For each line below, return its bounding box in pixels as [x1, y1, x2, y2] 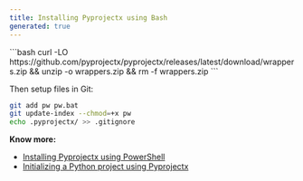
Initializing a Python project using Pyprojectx [22, 161, 189, 172]
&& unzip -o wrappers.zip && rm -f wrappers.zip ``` [29, 65, 219, 77]
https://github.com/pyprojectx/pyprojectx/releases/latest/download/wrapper [9, 56, 295, 67]
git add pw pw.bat [9, 100, 79, 110]
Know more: [9, 134, 57, 145]
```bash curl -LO [9, 46, 69, 57]
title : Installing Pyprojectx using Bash [9, 13, 168, 23]
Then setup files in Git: [9, 83, 94, 94]
